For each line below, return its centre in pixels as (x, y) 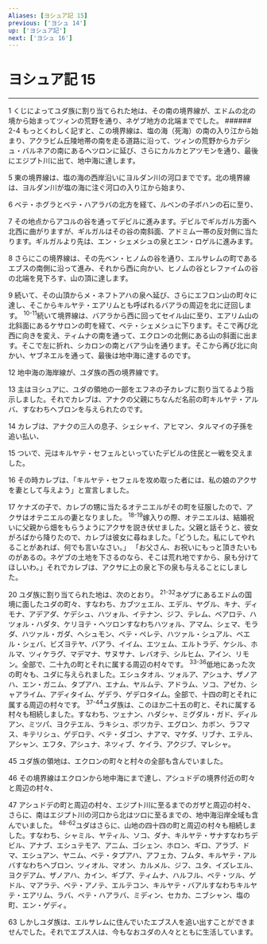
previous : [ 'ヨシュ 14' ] (48, 23)
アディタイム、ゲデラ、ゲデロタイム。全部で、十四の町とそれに (153, 694)
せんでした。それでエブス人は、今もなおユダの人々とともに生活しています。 (133, 932)
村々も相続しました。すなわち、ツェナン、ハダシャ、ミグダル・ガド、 (123, 714)
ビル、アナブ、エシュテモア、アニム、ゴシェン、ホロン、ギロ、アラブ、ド (129, 845)
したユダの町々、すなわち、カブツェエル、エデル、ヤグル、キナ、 (137, 604)
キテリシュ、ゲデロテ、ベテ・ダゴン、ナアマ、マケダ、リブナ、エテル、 (139, 734)
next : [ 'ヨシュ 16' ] (41, 38)
